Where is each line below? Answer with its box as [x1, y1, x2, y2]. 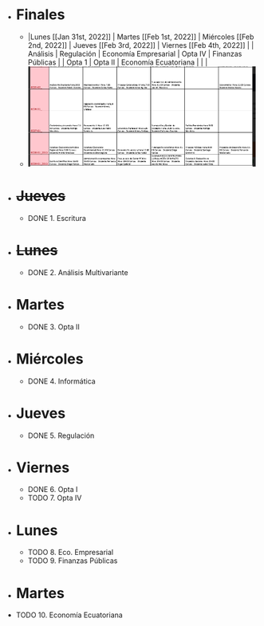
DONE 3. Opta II [27, 321, 80, 332]
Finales [15, 6, 65, 24]
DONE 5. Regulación [27, 431, 95, 440]
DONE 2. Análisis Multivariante [27, 267, 129, 277]
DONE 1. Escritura [27, 213, 86, 222]
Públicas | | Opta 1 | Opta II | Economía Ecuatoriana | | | [27, 57, 208, 67]
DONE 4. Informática [27, 376, 96, 386]
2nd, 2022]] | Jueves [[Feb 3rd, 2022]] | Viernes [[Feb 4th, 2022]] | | [27, 40, 254, 49]
